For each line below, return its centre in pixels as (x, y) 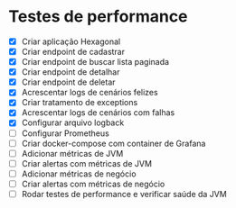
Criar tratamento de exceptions (80, 103)
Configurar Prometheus (65, 133)
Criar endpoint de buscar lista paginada (95, 62)
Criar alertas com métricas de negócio (93, 184)
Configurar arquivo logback (73, 122)
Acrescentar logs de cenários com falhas (98, 113)
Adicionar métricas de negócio (79, 174)
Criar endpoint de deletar (68, 82)
